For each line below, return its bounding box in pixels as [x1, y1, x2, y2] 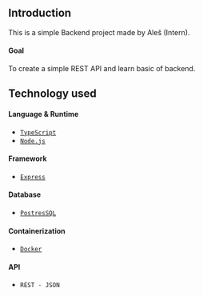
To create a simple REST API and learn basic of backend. [8, 64, 196, 74]
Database [8, 190, 42, 199]
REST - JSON [19, 282, 60, 290]
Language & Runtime [8, 110, 79, 118]
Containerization [8, 226, 66, 235]
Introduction [8, 6, 72, 20]
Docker [19, 246, 42, 254]
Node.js [19, 137, 46, 145]
